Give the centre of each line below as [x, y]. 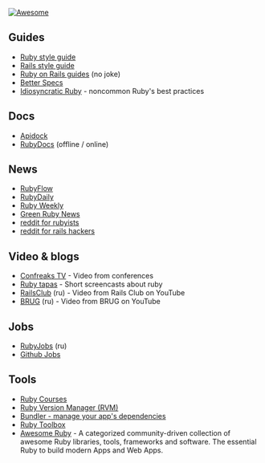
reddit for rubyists [49, 223]
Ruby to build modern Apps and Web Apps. [91, 450]
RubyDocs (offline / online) [64, 144]
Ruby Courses [43, 399]
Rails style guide [47, 65]
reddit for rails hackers [57, 231]
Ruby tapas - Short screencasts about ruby [91, 284]
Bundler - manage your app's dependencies [93, 416]
